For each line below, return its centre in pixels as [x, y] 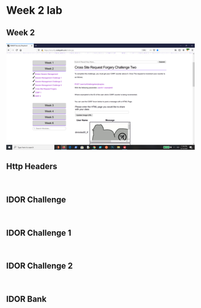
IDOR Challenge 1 [39, 233]
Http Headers [32, 166]
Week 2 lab [34, 10]
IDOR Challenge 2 [39, 266]
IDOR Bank [26, 299]
